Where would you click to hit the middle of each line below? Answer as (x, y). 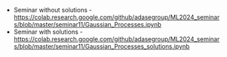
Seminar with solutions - (48, 32)
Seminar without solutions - (53, 10)
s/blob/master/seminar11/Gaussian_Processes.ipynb (87, 24)
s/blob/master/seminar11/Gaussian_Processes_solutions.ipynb (102, 46)
